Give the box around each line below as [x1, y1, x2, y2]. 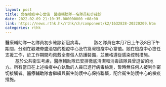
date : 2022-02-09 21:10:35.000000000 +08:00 [5, 16, 98, 21]
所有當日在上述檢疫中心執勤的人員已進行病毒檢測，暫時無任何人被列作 [13, 64, 157, 70]
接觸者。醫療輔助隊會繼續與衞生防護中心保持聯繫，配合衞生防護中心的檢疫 [9, 70, 161, 76]
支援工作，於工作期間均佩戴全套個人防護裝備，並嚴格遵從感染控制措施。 [5, 52, 152, 58]
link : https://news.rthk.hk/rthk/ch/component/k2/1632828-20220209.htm [5, 21, 156, 26]
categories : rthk [5, 26, 41, 30]
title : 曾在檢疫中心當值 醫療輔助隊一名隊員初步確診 [5, 12, 102, 17]
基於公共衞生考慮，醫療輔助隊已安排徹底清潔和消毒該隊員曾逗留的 [14, 58, 149, 64]
